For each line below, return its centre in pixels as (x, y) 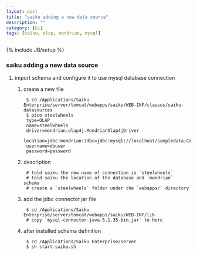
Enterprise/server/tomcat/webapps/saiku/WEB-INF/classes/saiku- (103, 105)
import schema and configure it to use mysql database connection (95, 78)
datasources (38, 110)
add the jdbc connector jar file (60, 199)
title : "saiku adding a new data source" (57, 17)
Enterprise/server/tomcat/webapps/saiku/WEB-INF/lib (89, 215)
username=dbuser (46, 146)
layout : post (22, 11)
